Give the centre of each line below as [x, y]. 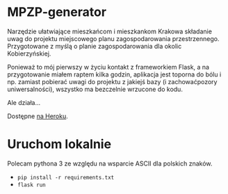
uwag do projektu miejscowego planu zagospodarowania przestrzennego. [113, 38]
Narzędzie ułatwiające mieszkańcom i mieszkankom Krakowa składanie [109, 31]
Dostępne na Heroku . [38, 116]
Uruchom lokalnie [59, 144]
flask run [32, 185]
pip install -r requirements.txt [66, 177]
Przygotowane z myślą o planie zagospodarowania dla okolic [95, 46]
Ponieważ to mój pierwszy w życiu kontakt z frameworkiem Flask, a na [108, 67]
